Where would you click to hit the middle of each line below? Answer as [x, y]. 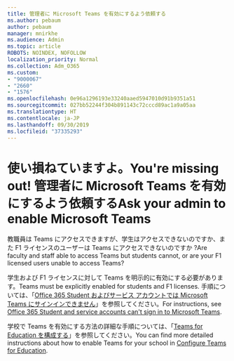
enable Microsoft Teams [79, 219]
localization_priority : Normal [53, 60]
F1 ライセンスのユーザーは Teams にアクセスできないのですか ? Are [111, 248]
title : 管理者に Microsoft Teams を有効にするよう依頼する [87, 14]
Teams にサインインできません [51, 304]
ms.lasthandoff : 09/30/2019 [48, 125]
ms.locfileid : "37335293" [45, 131]
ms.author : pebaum [34, 20]
